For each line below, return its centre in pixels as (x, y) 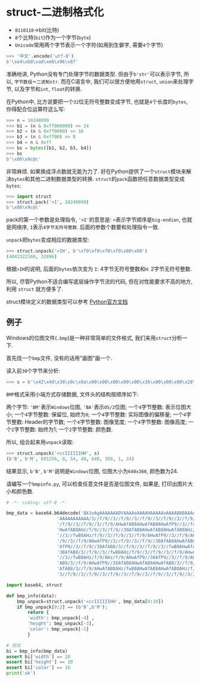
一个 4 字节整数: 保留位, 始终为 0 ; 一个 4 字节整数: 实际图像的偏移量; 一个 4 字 (103, 414)
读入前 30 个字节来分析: (33, 370)
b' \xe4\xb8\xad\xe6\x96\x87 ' (42, 62)
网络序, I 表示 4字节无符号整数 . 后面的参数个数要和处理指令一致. (85, 227)
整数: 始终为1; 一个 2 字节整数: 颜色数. (69, 429)
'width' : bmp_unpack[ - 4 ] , (61, 618)
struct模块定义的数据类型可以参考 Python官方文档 (67, 302)
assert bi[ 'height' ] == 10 (40, 662)
